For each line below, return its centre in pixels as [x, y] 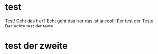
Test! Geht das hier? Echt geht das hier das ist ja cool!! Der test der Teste [79, 21]
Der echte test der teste [29, 26]
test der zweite [36, 46]
